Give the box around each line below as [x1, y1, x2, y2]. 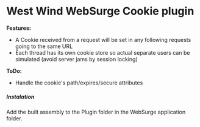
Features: [6, 24, 32, 32]
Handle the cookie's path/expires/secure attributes [15, 79, 143, 86]
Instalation [6, 93, 35, 100]
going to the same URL [15, 43, 73, 50]
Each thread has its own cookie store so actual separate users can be [15, 49, 190, 56]
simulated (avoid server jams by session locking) [15, 55, 138, 63]
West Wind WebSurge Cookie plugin [6, 4, 195, 18]
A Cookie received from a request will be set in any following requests [15, 36, 191, 43]
